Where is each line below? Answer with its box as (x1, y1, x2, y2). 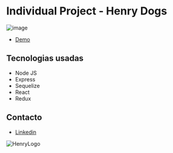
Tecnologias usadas (6, 53, 83, 64)
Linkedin (15, 128, 37, 136)
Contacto (6, 113, 42, 123)
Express (15, 75, 36, 83)
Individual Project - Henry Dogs (6, 4, 168, 18)
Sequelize (15, 82, 41, 89)
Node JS (15, 69, 38, 76)
